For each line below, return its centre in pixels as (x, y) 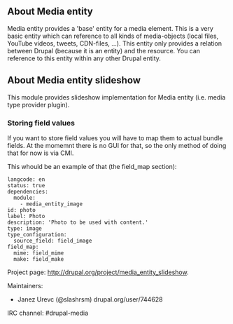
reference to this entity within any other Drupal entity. (84, 58)
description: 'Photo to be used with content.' (78, 222)
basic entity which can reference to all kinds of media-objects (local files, (113, 36)
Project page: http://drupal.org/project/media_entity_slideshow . (98, 272)
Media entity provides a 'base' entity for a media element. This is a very (110, 28)
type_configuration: (37, 234)
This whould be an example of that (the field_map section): (92, 166)
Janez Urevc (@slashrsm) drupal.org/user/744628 (90, 299)
